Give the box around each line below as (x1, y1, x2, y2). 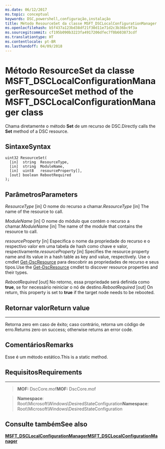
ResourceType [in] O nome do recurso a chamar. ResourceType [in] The (5, 204, 149, 210)
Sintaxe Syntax (5, 142, 51, 150)
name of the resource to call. (5, 209, 63, 214)
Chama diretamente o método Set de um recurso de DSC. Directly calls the (5, 123, 156, 129)
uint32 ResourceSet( (5, 155, 48, 160)
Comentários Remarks (5, 341, 74, 349)
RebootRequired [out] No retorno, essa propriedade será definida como (5, 279, 150, 285)
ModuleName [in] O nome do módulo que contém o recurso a (5, 218, 130, 224)
